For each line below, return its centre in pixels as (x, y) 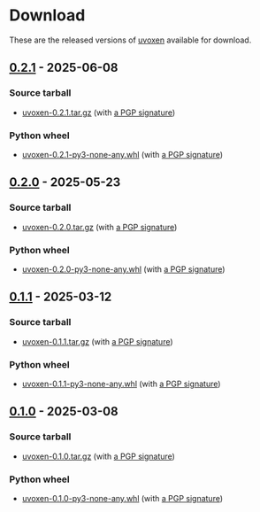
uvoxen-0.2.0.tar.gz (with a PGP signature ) (99, 227)
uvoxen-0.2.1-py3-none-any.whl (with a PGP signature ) (122, 154)
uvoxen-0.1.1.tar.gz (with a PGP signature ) (98, 341)
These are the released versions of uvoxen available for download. (130, 40)
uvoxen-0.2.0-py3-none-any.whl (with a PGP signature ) (123, 269)
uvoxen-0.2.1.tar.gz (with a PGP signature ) (99, 112)
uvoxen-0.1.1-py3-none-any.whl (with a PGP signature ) (121, 384)
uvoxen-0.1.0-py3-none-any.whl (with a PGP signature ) (122, 498)
